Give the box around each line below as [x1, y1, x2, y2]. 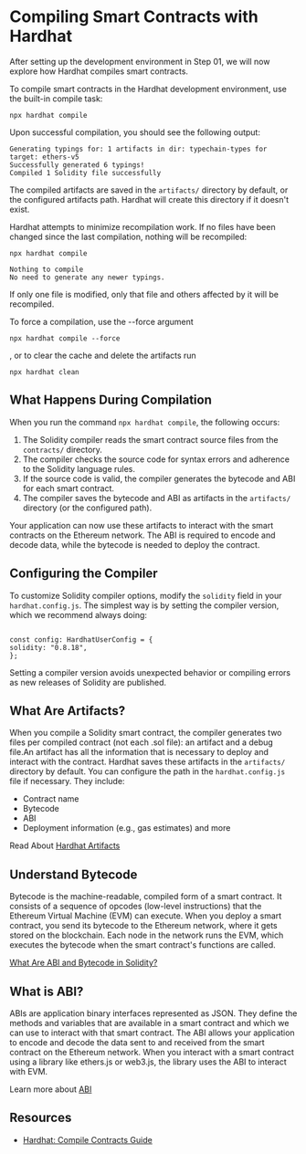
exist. [9, 204, 30, 215]
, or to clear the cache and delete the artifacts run [9, 350, 196, 361]
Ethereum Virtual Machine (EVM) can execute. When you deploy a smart [9, 910, 282, 921]
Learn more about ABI [9, 1084, 92, 1095]
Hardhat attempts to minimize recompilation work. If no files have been [9, 221, 276, 232]
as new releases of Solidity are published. [9, 677, 167, 687]
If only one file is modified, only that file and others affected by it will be [9, 288, 279, 299]
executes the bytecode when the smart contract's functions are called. [9, 939, 276, 950]
